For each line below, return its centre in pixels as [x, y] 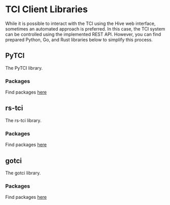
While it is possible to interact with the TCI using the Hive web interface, [80, 23]
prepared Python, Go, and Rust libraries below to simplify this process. [79, 40]
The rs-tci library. [23, 120]
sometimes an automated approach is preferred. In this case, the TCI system [85, 28]
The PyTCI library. [24, 68]
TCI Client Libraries [46, 9]
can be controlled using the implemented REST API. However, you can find [83, 34]
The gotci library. [23, 173]
